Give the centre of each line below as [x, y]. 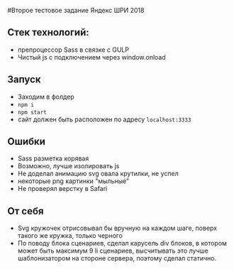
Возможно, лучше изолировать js [68, 166]
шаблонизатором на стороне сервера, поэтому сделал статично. [117, 258]
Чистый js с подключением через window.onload [92, 57]
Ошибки [27, 142]
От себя [26, 211]
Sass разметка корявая [53, 158]
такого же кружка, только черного [70, 236]
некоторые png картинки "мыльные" [73, 181]
